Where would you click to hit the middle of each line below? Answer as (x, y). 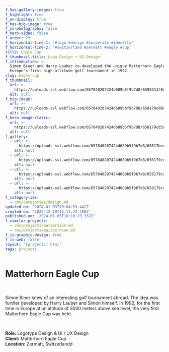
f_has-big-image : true (29, 24)
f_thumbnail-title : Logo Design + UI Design (53, 57)
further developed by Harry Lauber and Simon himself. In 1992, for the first (82, 303)
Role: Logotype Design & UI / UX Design (47, 333)
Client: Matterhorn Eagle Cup (36, 339)
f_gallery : (17, 137)
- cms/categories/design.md (39, 202)
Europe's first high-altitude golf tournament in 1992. (69, 71)
